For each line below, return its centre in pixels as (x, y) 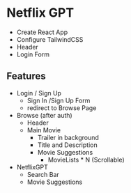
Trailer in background (68, 137)
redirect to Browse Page (62, 108)
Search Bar (43, 174)
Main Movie (44, 130)
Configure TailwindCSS (50, 39)
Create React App (42, 32)
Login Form (33, 54)
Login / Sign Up (39, 93)
